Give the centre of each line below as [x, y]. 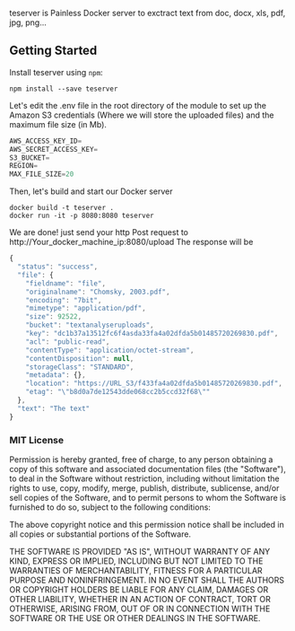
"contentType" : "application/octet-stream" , [110, 350]
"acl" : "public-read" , [68, 342]
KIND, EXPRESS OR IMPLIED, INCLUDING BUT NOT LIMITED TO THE [136, 561]
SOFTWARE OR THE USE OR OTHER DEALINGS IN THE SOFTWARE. [135, 618]
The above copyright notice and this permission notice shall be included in [147, 524]
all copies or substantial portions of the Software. [100, 534]
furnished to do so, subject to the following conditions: [110, 507]
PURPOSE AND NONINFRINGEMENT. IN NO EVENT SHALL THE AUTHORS [147, 580]
